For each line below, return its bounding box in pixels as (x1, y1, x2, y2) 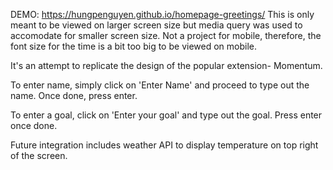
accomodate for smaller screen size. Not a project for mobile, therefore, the (10, 30, 322, 41)
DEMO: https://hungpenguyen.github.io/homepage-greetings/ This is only (10, 9, 315, 20)
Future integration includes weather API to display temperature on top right (10, 139, 319, 151)
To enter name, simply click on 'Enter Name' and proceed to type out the (10, 79, 310, 91)
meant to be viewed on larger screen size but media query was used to (10, 19, 303, 31)
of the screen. (10, 150, 68, 161)
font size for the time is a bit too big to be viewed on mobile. (10, 40, 257, 52)
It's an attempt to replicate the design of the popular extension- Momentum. (10, 60, 323, 71)
